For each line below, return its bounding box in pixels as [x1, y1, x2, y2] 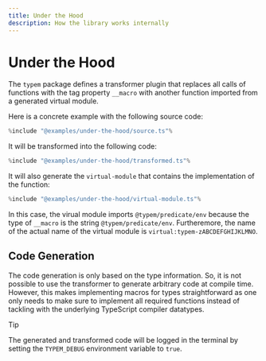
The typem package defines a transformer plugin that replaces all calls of [8, 80, 246, 89]
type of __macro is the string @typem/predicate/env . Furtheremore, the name [8, 218, 256, 227]
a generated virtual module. [8, 96, 100, 106]
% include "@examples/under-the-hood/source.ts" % [8, 127, 173, 135]
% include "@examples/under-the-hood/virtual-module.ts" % [8, 196, 201, 204]
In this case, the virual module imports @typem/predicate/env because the [8, 210, 249, 219]
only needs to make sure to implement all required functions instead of [8, 296, 241, 305]
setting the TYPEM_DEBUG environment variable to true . [8, 344, 182, 353]
